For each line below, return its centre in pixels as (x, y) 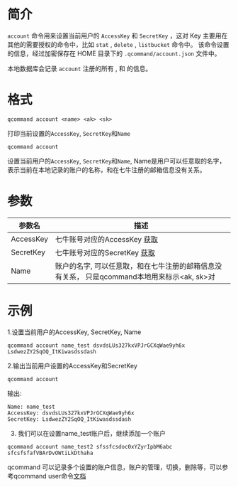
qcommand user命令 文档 (50, 476)
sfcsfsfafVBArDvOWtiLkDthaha (50, 453)
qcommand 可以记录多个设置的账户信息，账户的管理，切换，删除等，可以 (115, 467)
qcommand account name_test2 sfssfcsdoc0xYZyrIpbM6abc (90, 446)
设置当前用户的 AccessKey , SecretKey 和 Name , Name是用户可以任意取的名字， (117, 161)
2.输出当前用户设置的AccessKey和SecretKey (73, 365)
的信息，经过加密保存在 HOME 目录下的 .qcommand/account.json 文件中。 (114, 53)
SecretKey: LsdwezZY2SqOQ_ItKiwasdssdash (69, 419)
